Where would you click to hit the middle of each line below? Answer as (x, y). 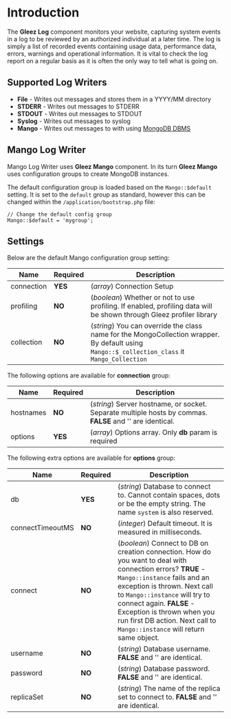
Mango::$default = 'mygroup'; (51, 220)
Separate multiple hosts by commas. (148, 412)
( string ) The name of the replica (169, 689)
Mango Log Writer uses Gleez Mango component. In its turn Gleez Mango (112, 166)
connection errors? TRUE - (162, 569)
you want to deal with (152, 560)
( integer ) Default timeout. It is (165, 524)
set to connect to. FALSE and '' (168, 697)
